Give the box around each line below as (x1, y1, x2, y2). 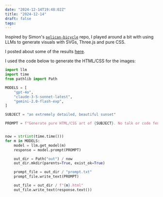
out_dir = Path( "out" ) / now (14, 156, 73, 161)
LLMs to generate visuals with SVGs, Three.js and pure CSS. (5, 39, 126, 45)
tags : (5, 20, 16, 26)
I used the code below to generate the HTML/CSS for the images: (5, 58, 136, 64)
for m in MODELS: (5, 138, 40, 143)
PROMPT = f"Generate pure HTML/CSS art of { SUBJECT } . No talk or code (5, 121, 151, 126)
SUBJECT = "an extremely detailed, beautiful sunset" (5, 112, 116, 117)
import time (5, 72, 29, 77)
